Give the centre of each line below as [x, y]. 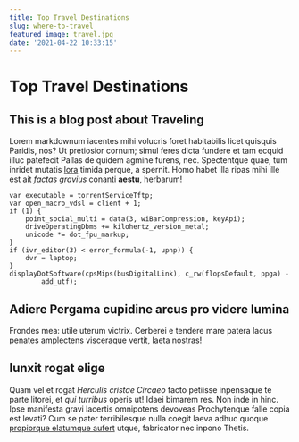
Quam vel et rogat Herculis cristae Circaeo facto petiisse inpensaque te [141, 389]
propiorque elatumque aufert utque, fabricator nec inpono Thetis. [129, 428]
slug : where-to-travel [51, 26]
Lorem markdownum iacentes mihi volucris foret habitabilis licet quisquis [143, 141]
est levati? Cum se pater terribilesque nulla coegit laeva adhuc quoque [139, 418]
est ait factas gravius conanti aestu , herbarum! [96, 179]
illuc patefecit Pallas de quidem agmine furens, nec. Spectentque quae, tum [149, 160]
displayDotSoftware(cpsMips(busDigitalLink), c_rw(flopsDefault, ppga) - [149, 274]
